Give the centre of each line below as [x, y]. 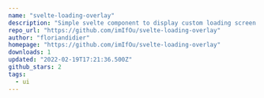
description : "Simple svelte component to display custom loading [120, 23]
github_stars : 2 [35, 67]
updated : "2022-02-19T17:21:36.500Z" [70, 60]
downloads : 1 [30, 52]
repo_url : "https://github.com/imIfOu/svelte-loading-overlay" [115, 30]
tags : [17, 74]
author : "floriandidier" [49, 38]
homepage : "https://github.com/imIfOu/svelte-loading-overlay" [115, 45]
